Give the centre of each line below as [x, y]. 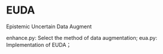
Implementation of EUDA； [39, 45]
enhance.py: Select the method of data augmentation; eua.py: [82, 38]
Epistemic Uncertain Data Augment [49, 26]
